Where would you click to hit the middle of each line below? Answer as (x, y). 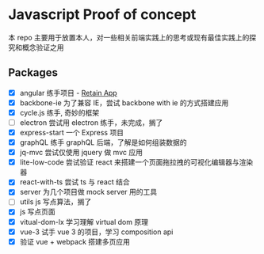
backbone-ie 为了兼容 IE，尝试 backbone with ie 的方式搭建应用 (124, 102)
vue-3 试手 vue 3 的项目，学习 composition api (96, 232)
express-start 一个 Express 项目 (72, 133)
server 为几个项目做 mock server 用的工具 (88, 192)
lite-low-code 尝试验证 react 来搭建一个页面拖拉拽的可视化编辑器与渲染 (136, 162)
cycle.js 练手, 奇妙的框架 (59, 112)
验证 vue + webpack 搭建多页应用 (75, 241)
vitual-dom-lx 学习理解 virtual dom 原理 (84, 222)
